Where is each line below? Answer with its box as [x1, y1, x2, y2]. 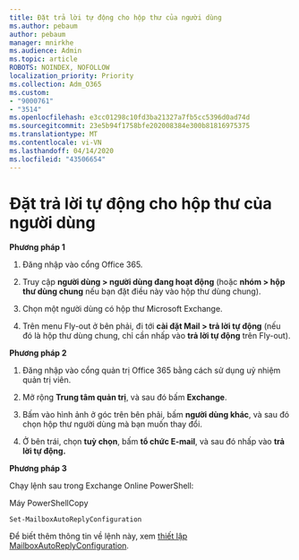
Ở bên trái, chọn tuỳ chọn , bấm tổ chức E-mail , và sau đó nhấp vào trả [21, 436, 285, 447]
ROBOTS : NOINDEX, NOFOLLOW [9, 64, 110, 73]
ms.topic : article [9, 55, 78, 64]
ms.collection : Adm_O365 [9, 80, 102, 89]
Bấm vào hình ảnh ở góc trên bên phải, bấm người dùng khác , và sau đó [21, 409, 289, 420]
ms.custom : [9, 88, 50, 97]
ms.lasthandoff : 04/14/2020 [9, 146, 115, 155]
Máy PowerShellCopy [9, 498, 89, 509]
